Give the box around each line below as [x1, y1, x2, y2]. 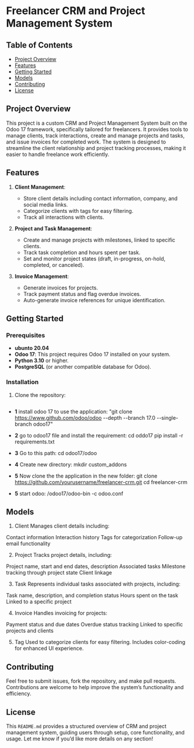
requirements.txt [14, 438, 55, 445]
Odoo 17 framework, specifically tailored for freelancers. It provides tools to [6, 125, 189, 133]
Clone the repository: [14, 391, 66, 398]
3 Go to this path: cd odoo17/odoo [14, 449, 97, 456]
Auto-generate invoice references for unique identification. [23, 296, 166, 303]
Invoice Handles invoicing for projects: [14, 610, 107, 617]
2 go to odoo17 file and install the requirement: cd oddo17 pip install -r [14, 432, 183, 439]
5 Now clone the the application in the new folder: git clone [14, 472, 158, 479]
